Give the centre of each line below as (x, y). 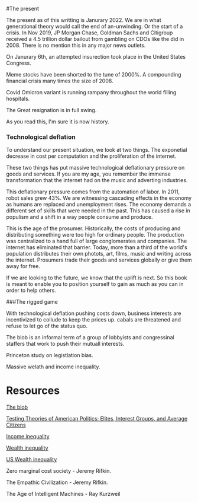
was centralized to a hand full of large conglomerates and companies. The (97, 241)
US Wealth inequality (32, 460)
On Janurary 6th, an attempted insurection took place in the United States (96, 57)
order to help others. (31, 291)
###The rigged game (32, 302)
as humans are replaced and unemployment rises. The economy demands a (99, 205)
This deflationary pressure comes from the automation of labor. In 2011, (93, 192)
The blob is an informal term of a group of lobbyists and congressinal (90, 338)
